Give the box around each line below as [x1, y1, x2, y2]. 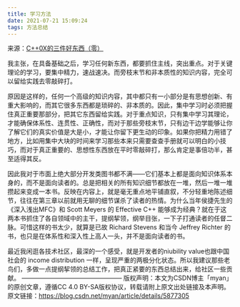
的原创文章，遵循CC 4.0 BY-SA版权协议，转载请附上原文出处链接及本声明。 [7, 283, 231, 291]
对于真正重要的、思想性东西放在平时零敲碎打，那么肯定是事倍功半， [26, 145, 226, 154]
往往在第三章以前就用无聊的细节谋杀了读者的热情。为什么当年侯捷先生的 [19, 197, 233, 205]
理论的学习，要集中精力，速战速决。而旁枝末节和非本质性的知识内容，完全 [7, 68, 226, 77]
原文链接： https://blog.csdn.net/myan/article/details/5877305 [7, 291, 189, 300]
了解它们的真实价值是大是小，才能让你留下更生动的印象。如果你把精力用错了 [7, 128, 233, 136]
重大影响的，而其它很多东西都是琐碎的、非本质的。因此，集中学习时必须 [7, 101, 220, 110]
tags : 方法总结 [7, 24, 49, 31]
